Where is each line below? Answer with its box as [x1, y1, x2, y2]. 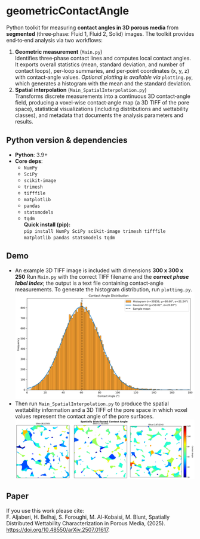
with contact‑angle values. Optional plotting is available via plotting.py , [14, 73, 193, 81]
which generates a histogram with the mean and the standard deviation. [14, 79, 192, 87]
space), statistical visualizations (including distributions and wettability [14, 105, 189, 112]
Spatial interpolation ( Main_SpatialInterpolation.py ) [14, 86, 147, 93]
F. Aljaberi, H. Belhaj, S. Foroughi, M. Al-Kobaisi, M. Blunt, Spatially [6, 513, 170, 520]
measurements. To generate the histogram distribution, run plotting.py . [14, 285, 193, 293]
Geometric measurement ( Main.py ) [14, 48, 103, 55]
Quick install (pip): [23, 221, 70, 228]
